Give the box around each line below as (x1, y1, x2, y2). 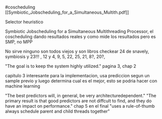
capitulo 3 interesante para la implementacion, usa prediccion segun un (5, 73, 150, 78)
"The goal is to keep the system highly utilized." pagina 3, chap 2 (5, 63, 136, 69)
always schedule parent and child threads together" (5, 108, 110, 114)
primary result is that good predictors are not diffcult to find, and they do (5, 98, 152, 104)
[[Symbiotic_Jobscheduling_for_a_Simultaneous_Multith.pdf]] (5, 9, 129, 15)
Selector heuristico (5, 19, 44, 25)
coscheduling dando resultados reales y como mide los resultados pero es (5, 34, 156, 39)
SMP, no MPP (5, 39, 33, 45)
